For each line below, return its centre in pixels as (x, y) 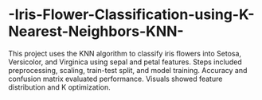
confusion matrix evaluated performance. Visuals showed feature (115, 79)
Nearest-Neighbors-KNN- (96, 31)
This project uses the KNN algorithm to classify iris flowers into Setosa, (125, 53)
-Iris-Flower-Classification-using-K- (131, 15)
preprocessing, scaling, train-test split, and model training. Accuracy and (128, 70)
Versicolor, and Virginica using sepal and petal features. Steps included (125, 62)
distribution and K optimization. (59, 87)
